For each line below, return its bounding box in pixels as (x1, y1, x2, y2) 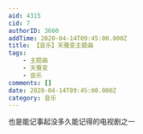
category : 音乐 (8, 94, 57, 102)
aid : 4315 (8, 11, 42, 20)
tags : (8, 49, 27, 57)
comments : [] (8, 79, 52, 87)
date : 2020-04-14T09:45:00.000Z (8, 86, 116, 95)
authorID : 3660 (8, 26, 59, 35)
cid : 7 (8, 19, 31, 27)
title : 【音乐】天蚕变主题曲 (8, 42, 94, 50)
